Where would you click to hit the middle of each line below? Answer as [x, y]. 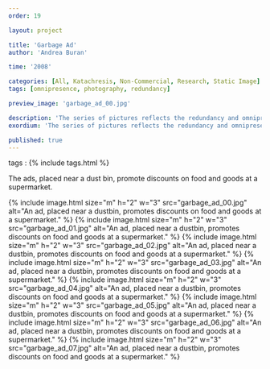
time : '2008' [30, 67]
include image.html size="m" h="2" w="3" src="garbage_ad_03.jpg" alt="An [135, 263]
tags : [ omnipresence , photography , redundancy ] [90, 89]
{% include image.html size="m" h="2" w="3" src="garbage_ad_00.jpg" [128, 203]
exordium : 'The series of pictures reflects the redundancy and [118, 126]
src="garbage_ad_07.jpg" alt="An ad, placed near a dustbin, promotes [124, 348]
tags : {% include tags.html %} [59, 163]
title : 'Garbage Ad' [43, 45]
